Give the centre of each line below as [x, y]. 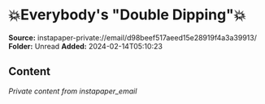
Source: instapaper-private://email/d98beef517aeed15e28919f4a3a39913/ [133, 37]
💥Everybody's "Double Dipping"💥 [127, 15]
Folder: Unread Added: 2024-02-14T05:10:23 [85, 46]
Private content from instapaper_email [73, 91]
